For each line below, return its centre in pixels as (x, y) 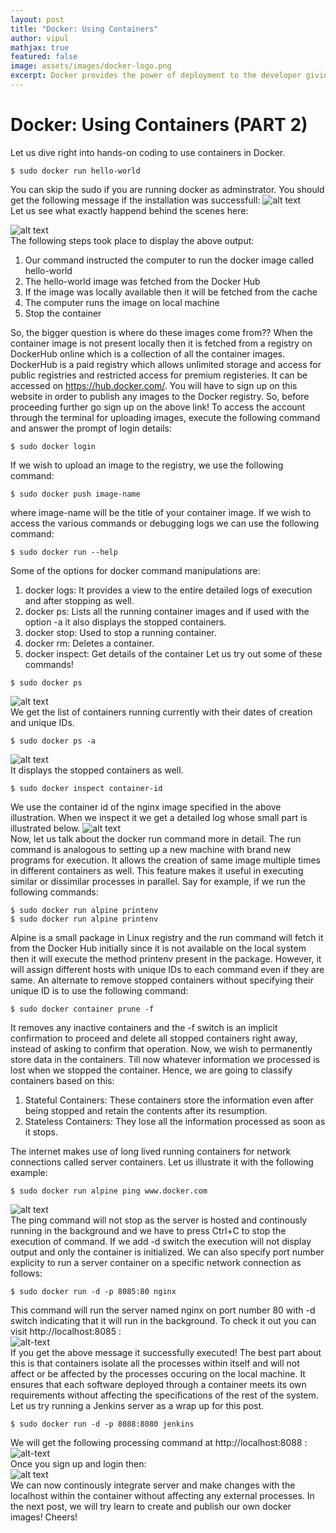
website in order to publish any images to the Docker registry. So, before (160, 396)
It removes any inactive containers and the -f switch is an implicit (144, 1027)
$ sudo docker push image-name (75, 494)
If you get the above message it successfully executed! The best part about (166, 1352)
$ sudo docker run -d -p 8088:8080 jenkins (102, 1424)
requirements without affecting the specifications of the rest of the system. (164, 1395)
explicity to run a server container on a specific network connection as (156, 1262)
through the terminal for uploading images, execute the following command (165, 417)
